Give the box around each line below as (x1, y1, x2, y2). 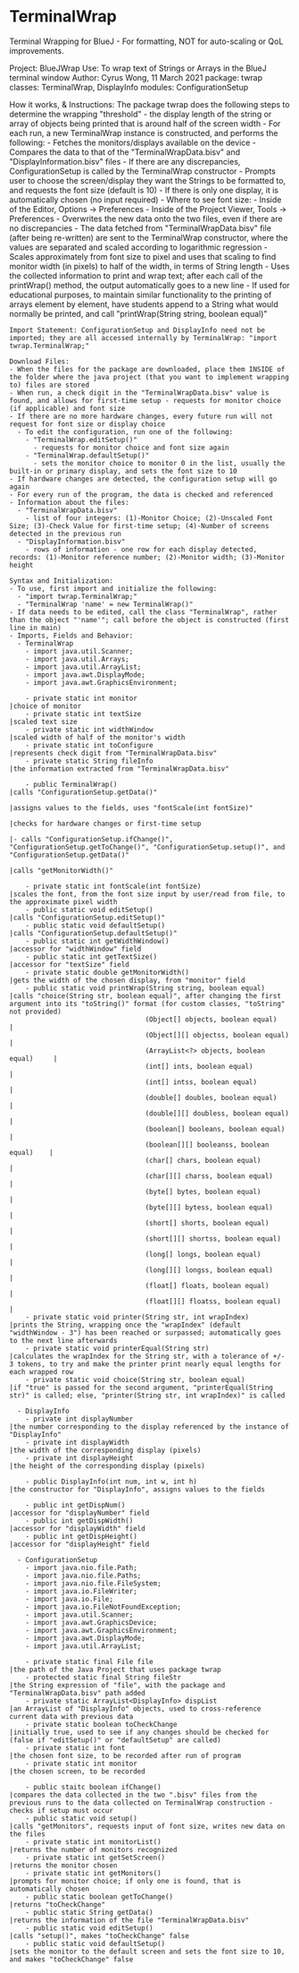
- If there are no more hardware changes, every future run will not (9, 412, 274, 421)
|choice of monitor (9, 701, 82, 711)
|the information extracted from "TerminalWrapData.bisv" (9, 764, 229, 773)
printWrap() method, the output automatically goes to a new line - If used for (9, 279, 290, 290)
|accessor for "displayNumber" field (9, 1508, 150, 1517)
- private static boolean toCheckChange (25, 1720, 178, 1729)
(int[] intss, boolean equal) (145, 1077, 257, 1087)
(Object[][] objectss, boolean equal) (145, 1030, 290, 1039)
